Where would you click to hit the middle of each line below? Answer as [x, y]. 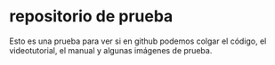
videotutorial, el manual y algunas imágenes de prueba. [111, 50]
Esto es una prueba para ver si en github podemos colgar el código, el [138, 41]
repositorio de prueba [91, 16]
